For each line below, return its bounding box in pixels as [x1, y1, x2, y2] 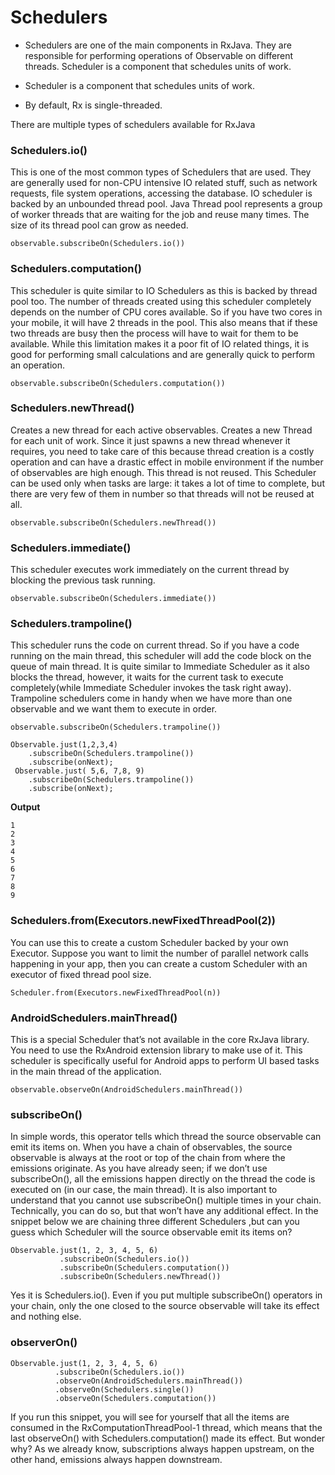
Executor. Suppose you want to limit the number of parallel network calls [10, 947, 310, 959]
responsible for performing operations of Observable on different [24, 49, 294, 61]
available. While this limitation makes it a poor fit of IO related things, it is [10, 337, 310, 350]
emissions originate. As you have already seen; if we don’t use [10, 1162, 268, 1175]
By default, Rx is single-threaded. [24, 99, 163, 111]
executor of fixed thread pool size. [10, 968, 152, 980]
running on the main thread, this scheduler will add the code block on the [10, 650, 312, 662]
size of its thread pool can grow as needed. [10, 219, 189, 231]
